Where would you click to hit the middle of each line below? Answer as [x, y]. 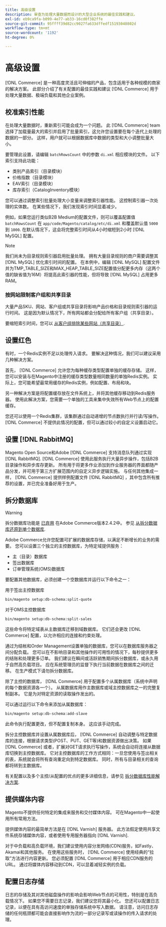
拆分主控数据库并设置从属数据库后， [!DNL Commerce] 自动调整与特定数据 [81, 734]
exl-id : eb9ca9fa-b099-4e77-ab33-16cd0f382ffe [54, 19]
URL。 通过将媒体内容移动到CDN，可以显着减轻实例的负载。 [67, 864]
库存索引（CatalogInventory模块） [47, 190]
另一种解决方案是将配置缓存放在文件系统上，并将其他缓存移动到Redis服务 [80, 393]
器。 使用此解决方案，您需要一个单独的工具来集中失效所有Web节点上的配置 [82, 399]
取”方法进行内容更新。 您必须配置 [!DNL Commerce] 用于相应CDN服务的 [79, 858]
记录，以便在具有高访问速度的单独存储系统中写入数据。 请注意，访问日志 [80, 907]
